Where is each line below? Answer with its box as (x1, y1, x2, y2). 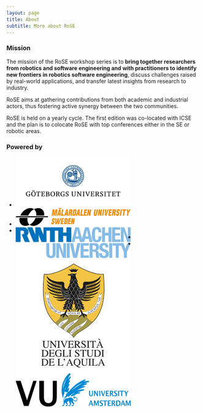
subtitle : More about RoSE (6, 23, 75, 29)
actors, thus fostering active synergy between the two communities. (6, 102, 179, 110)
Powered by (6, 142, 43, 151)
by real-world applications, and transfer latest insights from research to (6, 77, 186, 85)
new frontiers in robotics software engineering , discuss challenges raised (6, 71, 196, 78)
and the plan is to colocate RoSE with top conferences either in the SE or (6, 120, 190, 128)
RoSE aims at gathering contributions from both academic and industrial (6, 96, 188, 103)
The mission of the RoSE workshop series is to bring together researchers (6, 58, 196, 65)
